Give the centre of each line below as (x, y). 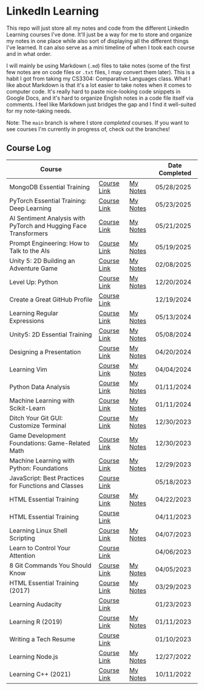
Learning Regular (34, 313)
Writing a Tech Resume (42, 639)
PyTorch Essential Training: (48, 201)
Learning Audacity (36, 604)
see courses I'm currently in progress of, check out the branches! (88, 129)
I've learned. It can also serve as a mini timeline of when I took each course (100, 47)
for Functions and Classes (46, 486)
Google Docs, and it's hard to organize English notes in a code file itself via (100, 98)
